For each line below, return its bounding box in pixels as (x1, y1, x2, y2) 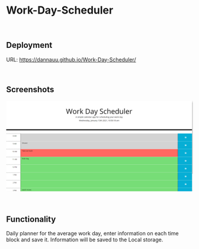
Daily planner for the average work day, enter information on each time (6, 230, 179, 237)
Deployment (6, 40, 53, 50)
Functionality (6, 214, 56, 225)
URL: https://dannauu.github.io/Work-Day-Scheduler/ (6, 56, 136, 63)
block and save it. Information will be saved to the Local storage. (6, 236, 163, 243)
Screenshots (6, 85, 54, 95)
